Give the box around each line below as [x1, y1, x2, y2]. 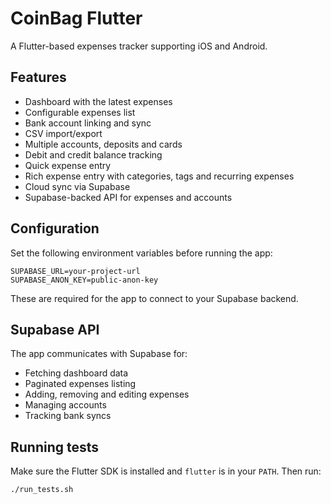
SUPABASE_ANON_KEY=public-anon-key [10, 275, 159, 285]
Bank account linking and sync [24, 117, 152, 129]
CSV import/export [24, 127, 103, 139]
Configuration [10, 220, 100, 237]
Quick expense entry [24, 159, 112, 171]
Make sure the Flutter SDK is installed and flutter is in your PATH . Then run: [10, 465, 322, 477]
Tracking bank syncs [24, 410, 112, 422]
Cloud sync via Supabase [24, 180, 131, 192]
